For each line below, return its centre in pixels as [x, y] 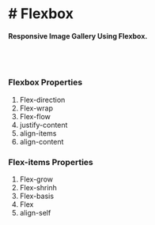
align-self [35, 212]
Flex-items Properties [51, 162]
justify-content [43, 125]
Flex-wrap [36, 108]
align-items [38, 133]
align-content [42, 141]
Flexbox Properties [45, 82]
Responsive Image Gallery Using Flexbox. [78, 36]
